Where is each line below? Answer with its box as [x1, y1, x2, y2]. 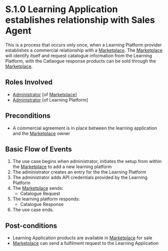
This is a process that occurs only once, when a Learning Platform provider [5, 41, 162, 48]
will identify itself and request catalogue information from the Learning [5, 52, 152, 59]
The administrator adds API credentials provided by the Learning [12, 175, 148, 181]
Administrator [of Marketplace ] [12, 91, 77, 97]
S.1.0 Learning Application [5, 4, 118, 15]
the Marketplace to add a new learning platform [12, 163, 112, 170]
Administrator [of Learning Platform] [12, 97, 89, 103]
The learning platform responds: [12, 196, 80, 202]
